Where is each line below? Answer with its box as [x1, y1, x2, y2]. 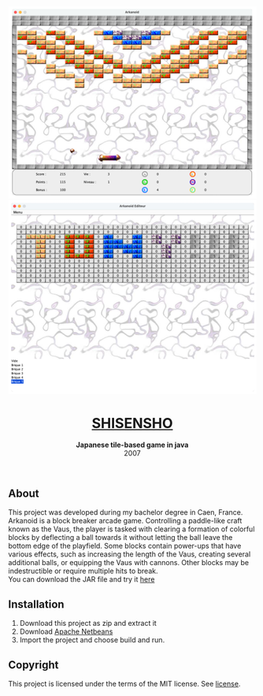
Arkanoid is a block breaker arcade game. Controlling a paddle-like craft [8, 516, 243, 526]
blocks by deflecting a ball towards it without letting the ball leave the [8, 533, 233, 542]
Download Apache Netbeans [19, 627, 113, 636]
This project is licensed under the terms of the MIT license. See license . [8, 679, 241, 688]
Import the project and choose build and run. [19, 635, 165, 645]
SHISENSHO [91, 414, 173, 432]
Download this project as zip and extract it [19, 619, 157, 628]
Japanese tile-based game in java [76, 440, 189, 450]
